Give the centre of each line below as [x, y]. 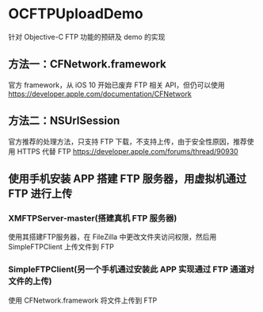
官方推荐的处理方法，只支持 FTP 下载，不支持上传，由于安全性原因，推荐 [128, 141]
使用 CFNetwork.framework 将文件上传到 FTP [83, 300]
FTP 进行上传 [40, 193]
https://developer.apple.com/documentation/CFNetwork [100, 94]
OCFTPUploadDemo [76, 14]
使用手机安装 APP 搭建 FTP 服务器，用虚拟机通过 [128, 178]
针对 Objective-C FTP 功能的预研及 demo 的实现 [87, 37]
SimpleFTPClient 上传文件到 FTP [61, 247]
